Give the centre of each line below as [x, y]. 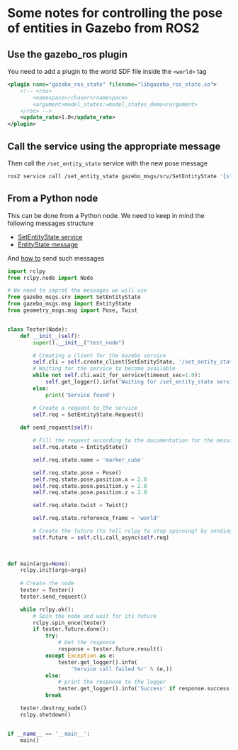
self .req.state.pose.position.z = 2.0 [90, 493]
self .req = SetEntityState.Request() [88, 414]
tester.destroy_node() [53, 708]
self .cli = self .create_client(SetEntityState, [104, 362]
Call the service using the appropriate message [114, 146]
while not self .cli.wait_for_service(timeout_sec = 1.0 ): [117, 375]
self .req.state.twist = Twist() [81, 506]
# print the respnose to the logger [112, 682]
